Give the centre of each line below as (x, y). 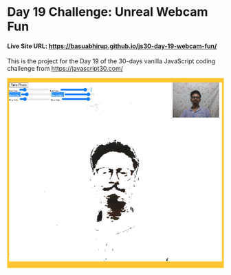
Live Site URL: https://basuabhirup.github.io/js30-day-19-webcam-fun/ (112, 46)
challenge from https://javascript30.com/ (65, 69)
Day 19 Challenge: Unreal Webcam (108, 12)
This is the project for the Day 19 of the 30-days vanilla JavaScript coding (111, 61)
